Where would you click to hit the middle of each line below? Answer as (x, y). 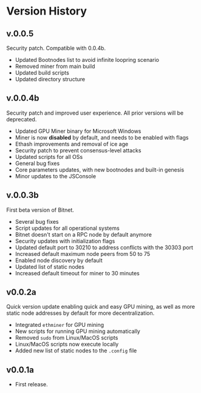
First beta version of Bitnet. (40, 210)
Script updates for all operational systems (67, 228)
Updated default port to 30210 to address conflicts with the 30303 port (104, 247)
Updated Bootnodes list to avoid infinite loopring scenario (87, 60)
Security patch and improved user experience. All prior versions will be (95, 113)
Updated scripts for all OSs (49, 156)
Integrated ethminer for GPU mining (60, 325)
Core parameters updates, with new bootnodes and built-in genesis (100, 170)
